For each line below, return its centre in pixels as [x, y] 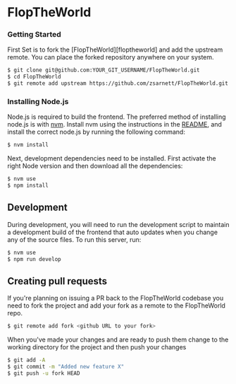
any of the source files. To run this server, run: [74, 239]
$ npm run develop [34, 259]
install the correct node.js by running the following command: [96, 132]
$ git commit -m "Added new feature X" [66, 367]
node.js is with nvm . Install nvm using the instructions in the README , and [114, 124]
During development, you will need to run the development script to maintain [118, 224]
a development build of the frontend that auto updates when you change [113, 232]
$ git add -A [26, 360]
